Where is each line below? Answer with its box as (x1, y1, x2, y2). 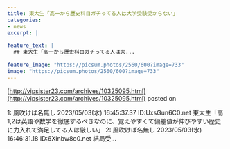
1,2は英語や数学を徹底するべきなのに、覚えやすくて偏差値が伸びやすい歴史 (7, 117, 222, 125)
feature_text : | (7, 42, 54, 49)
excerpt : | (7, 29, 39, 37)
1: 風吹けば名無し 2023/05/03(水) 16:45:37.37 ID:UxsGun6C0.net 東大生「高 (7, 108, 224, 117)
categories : (7, 17, 42, 23)
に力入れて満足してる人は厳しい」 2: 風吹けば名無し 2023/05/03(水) (7, 126, 202, 134)
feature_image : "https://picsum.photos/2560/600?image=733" (7, 61, 185, 68)
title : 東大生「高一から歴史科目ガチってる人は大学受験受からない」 (7, 10, 179, 17)
